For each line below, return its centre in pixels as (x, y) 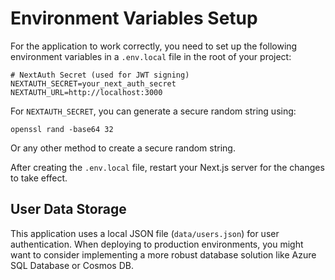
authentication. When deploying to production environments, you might (157, 244)
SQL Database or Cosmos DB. (72, 265)
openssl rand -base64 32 (62, 129)
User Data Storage (68, 209)
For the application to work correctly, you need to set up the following (154, 46)
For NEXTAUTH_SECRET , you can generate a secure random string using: (153, 111)
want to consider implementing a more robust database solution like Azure (163, 254)
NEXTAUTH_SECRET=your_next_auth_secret (93, 83)
